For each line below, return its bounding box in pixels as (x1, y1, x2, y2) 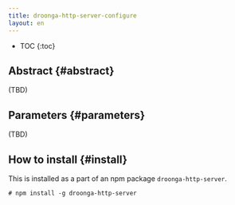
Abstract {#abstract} (8, 64, 115, 77)
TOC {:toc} (19, 41, 56, 50)
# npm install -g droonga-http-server (8, 189, 137, 197)
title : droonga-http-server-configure (8, 11, 137, 20)
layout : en (8, 19, 45, 27)
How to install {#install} (8, 152, 127, 166)
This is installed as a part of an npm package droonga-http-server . (8, 173, 227, 183)
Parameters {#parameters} (8, 108, 146, 122)
